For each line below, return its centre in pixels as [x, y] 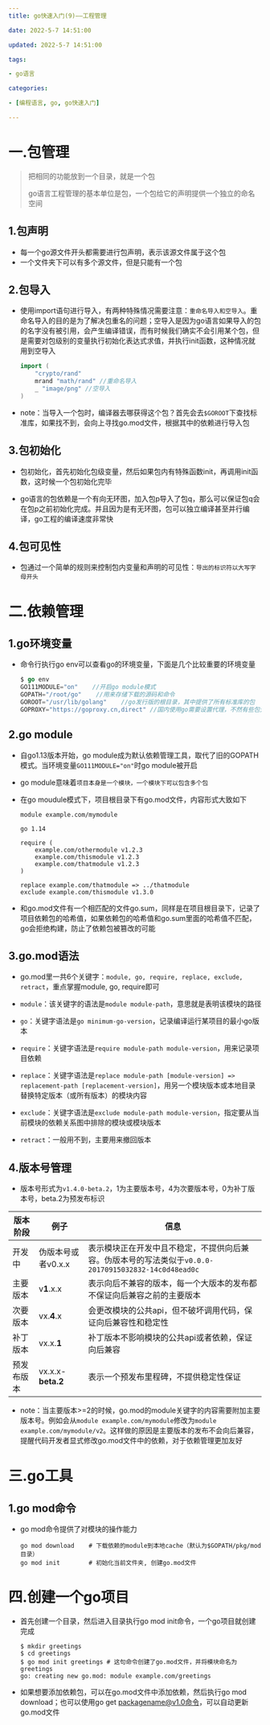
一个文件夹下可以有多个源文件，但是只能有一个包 [101, 262]
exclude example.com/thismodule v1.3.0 [87, 892]
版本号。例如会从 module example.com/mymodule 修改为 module [118, 1421]
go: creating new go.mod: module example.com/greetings [115, 1676]
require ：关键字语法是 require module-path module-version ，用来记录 [136, 1048]
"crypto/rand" [58, 374]
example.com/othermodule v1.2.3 [89, 850]
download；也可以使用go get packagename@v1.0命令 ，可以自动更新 [134, 1702]
